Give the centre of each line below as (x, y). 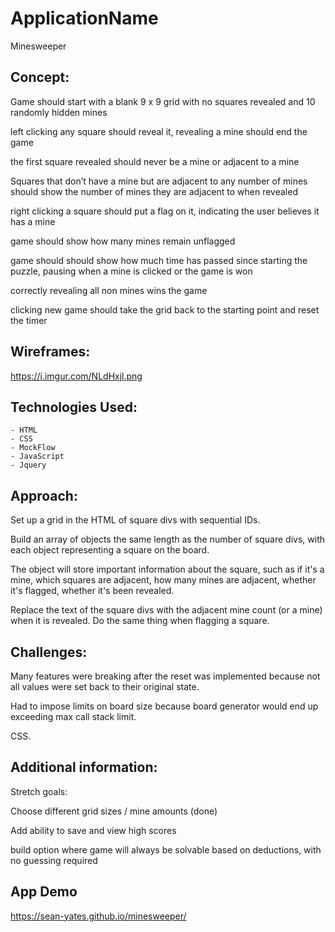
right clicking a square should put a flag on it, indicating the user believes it (165, 211)
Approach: (44, 495)
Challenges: (49, 652)
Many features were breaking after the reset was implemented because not (165, 676)
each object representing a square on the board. (110, 550)
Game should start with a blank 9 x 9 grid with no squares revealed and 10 (163, 101)
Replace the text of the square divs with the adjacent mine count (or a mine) (166, 610)
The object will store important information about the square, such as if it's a (167, 569)
